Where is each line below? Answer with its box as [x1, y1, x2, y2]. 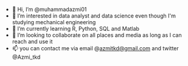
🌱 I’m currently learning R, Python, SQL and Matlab [12, 25, 140, 32]
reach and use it [12, 38, 53, 45]
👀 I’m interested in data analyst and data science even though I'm [12, 12, 176, 19]
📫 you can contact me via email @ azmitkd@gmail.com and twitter [12, 45, 179, 51]
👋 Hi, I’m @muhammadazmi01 [12, 6, 87, 13]
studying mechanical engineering [12, 19, 96, 25]
